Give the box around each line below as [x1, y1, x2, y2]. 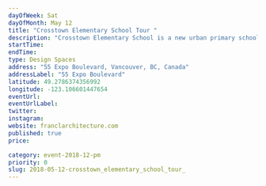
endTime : [8, 48, 37, 56]
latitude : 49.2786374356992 [8, 78, 101, 85]
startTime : [8, 41, 44, 49]
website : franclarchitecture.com [8, 122, 119, 130]
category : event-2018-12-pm [8, 151, 101, 159]
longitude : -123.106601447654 [8, 85, 108, 93]
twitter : [8, 108, 37, 116]
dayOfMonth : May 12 [8, 19, 73, 27]
